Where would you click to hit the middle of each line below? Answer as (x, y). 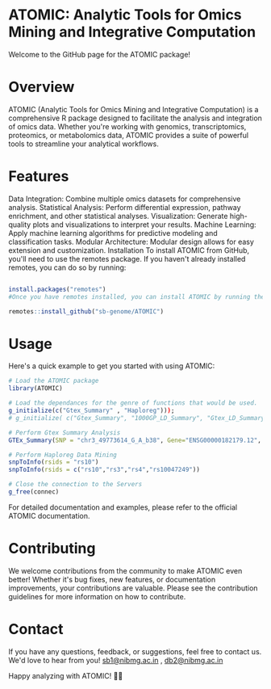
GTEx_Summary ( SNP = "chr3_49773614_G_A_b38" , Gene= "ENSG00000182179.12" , (135, 440)
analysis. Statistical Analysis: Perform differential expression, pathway (125, 207)
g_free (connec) (34, 492)
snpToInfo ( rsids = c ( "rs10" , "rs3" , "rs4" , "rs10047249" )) (104, 470)
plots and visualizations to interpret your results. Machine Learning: (144, 225)
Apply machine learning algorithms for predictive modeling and (113, 233)
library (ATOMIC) (35, 389)
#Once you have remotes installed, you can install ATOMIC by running (129, 296)
